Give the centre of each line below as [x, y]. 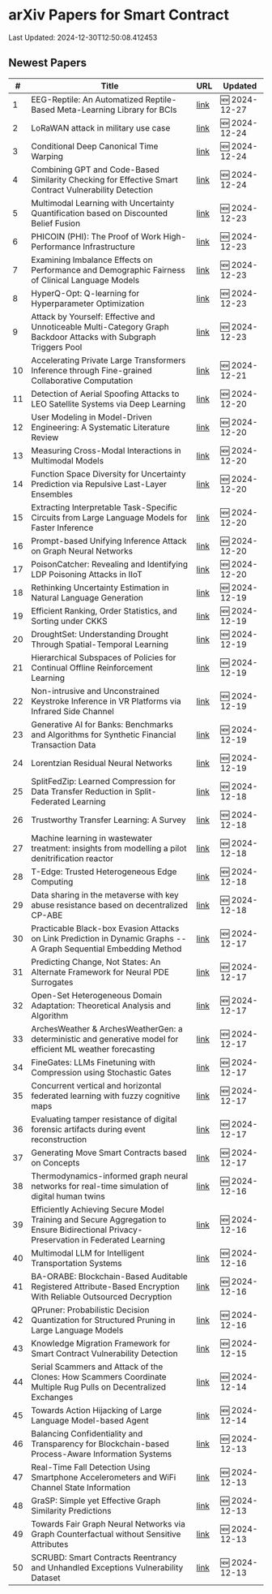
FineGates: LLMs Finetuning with [93, 1062]
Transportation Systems [77, 1263]
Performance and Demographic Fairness [108, 269]
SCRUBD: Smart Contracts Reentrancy [104, 1557]
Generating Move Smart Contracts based [109, 1152]
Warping [47, 156]
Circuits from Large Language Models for [109, 517]
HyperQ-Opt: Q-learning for [85, 293]
